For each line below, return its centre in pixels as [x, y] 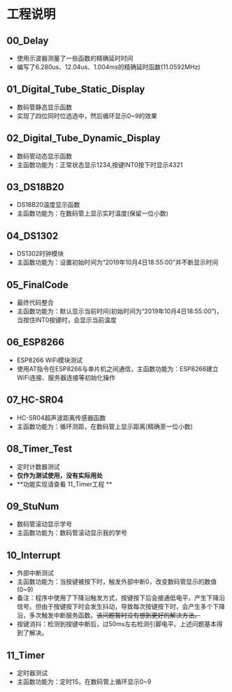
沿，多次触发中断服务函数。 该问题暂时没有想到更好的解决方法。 [108, 615]
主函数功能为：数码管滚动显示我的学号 [72, 533]
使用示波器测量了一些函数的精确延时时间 [75, 58]
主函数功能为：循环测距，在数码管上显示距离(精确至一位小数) [105, 426]
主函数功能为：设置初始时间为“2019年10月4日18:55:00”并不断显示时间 [117, 262]
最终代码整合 [35, 303]
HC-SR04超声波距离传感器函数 [61, 417]
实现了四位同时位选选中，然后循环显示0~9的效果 [87, 115]
